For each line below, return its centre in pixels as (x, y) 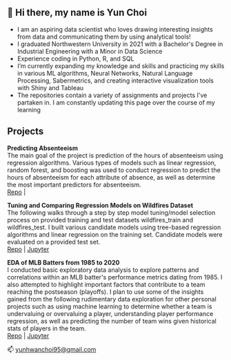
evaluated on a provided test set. (54, 242)
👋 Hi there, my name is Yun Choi (77, 13)
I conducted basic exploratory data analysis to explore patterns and (103, 270)
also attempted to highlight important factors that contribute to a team (106, 284)
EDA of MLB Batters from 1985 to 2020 (63, 262)
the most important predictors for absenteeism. (74, 184)
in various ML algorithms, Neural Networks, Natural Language (105, 73)
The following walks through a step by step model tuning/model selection (111, 212)
